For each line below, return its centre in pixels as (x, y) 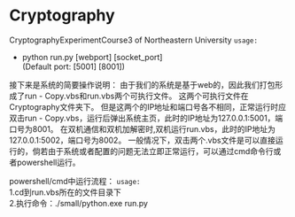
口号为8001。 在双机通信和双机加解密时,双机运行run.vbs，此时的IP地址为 (143, 128)
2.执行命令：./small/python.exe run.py (79, 203)
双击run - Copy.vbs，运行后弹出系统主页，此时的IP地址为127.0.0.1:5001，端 (146, 118)
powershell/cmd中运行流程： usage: (75, 181)
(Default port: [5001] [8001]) (74, 66)
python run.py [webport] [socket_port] (92, 57)
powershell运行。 (48, 162)
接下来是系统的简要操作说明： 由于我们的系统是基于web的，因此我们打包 (142, 84)
